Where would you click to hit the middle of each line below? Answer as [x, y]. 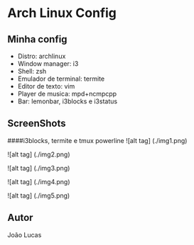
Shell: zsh [32, 71]
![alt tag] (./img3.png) [39, 168]
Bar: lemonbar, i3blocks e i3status [68, 101]
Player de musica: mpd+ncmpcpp [67, 94]
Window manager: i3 [48, 64]
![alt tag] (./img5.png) [39, 195]
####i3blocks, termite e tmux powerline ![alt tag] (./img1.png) [97, 140]
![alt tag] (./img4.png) [39, 181]
